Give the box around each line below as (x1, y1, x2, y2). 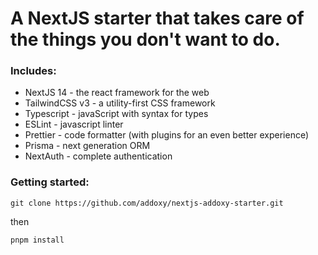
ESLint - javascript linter (24, 118, 124, 131)
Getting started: (10, 175, 90, 189)
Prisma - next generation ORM (24, 140, 151, 152)
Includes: (10, 64, 57, 78)
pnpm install (10, 235, 65, 245)
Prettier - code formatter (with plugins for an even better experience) (24, 129, 310, 141)
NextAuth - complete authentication (24, 150, 173, 162)
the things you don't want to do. (10, 28, 281, 51)
